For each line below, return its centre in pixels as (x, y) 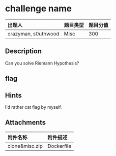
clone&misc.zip (25, 146)
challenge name (39, 9)
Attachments (26, 123)
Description (23, 51)
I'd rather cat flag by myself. (34, 107)
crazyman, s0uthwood (33, 33)
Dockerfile (59, 146)
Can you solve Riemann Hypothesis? (42, 63)
